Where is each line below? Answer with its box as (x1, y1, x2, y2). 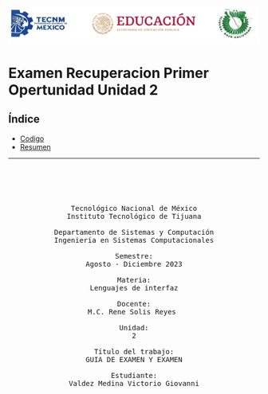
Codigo (19, 134, 45, 143)
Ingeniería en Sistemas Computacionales (53, 236, 215, 244)
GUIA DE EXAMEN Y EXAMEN (85, 355, 183, 364)
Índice (8, 112, 40, 126)
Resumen (19, 142, 52, 151)
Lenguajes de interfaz (89, 283, 179, 292)
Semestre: (115, 252, 153, 260)
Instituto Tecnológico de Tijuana (66, 212, 202, 220)
